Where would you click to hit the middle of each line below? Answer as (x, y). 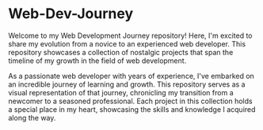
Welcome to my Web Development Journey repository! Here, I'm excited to (130, 35)
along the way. (32, 117)
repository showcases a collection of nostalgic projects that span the (121, 52)
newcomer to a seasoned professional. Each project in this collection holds (130, 101)
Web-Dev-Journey (71, 14)
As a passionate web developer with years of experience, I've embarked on (131, 76)
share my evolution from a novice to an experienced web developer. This (127, 43)
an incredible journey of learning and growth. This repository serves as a (127, 84)
